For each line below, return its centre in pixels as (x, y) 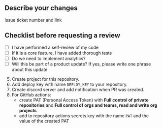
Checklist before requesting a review (63, 36)
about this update (30, 69)
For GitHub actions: (31, 95)
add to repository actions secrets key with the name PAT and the (84, 116)
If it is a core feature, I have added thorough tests (62, 53)
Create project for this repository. (46, 79)
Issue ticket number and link (33, 20)
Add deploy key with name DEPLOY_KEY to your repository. (69, 84)
